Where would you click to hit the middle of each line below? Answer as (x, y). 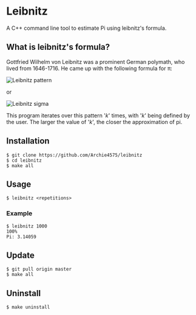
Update (21, 256)
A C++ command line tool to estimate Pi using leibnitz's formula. (86, 28)
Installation (28, 141)
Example (19, 213)
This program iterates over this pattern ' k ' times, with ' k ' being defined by (98, 115)
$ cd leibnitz (24, 160)
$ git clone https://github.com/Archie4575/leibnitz (74, 155)
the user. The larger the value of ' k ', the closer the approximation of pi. (94, 122)
